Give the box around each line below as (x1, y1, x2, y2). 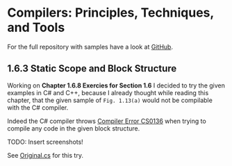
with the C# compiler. (7, 103, 69, 112)
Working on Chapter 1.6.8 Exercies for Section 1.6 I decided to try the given (7, 81, 226, 90)
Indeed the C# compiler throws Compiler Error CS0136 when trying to (7, 117, 206, 125)
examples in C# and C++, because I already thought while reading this (7, 88, 209, 97)
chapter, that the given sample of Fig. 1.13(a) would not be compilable (7, 96, 213, 104)
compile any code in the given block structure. (7, 124, 140, 133)
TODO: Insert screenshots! (7, 138, 83, 146)
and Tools (7, 19, 65, 35)
